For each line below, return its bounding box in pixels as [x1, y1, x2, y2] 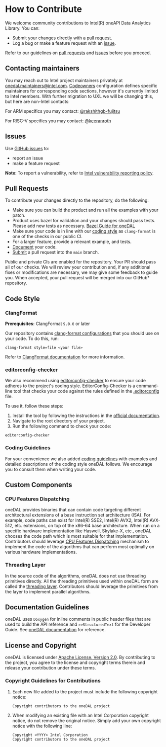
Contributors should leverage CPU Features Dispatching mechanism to [5, 538, 149, 545]
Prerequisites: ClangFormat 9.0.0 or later [5, 321, 90, 327]
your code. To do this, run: [5, 335, 59, 341]
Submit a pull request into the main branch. [12, 249, 99, 255]
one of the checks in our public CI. [12, 234, 83, 240]
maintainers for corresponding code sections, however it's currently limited [5, 88, 158, 94]
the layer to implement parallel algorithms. [5, 588, 91, 594]
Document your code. [12, 244, 57, 250]
